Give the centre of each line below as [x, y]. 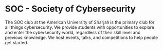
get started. [17, 42]
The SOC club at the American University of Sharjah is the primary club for [80, 22]
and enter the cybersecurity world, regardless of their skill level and [73, 32]
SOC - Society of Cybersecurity [71, 9]
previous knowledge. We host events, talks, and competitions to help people [81, 37]
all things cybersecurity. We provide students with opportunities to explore [80, 27]
